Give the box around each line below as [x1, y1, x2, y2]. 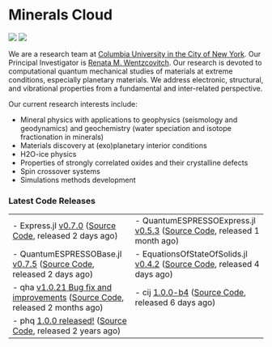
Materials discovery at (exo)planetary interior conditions [19, 140, 208, 150]
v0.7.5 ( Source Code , [12, 259, 95, 270]
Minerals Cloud [8, 6, 113, 24]
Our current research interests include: [8, 99, 138, 108]
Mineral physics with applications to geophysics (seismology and [19, 115, 238, 125]
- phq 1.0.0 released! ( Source [12, 315, 127, 327]
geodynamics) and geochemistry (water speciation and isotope [19, 123, 232, 133]
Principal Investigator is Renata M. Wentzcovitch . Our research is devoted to [8, 57, 262, 67]
